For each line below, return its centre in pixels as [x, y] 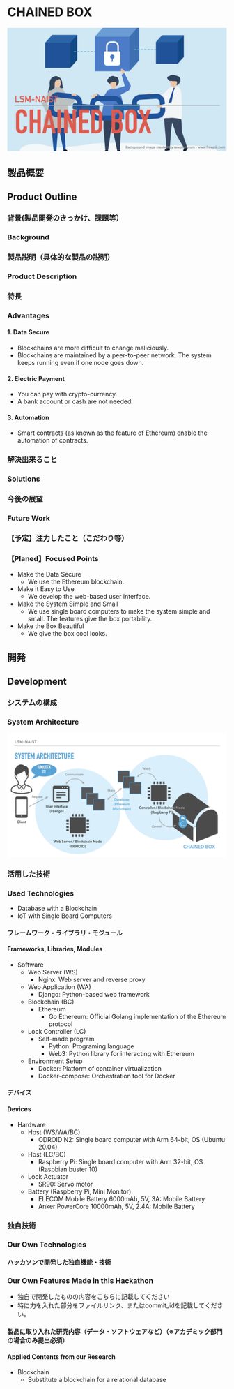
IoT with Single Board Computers [65, 916]
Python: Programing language [91, 1046]
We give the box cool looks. [68, 634]
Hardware [32, 1124]
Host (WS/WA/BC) [54, 1132]
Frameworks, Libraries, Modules [55, 949]
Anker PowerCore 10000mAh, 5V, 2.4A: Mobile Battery [116, 1206]
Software [30, 965]
